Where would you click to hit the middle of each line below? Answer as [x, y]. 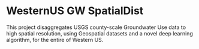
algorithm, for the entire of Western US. [55, 40]
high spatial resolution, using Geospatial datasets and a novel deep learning [99, 33]
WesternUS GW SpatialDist [75, 11]
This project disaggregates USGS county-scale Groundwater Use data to [96, 27]
